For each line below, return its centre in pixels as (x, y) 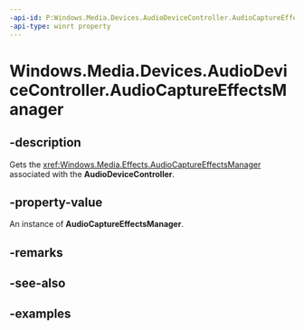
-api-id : (26, 18)
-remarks (36, 253)
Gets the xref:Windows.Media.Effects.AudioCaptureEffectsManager (135, 165)
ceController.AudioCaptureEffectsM (148, 90)
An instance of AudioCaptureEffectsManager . (96, 224)
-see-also (38, 283)
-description (45, 142)
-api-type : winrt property (60, 26)
